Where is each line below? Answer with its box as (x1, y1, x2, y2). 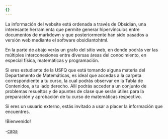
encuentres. (5, 108, 30, 114)
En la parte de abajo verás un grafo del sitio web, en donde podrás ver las (5, 46, 158, 52)
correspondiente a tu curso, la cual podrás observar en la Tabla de (5, 77, 143, 83)
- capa (5, 128, 18, 134)
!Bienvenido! (5, 118, 31, 124)
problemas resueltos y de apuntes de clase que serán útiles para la (5, 88, 144, 94)
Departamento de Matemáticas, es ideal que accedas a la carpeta (5, 72, 142, 78)
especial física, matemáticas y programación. (5, 57, 100, 63)
